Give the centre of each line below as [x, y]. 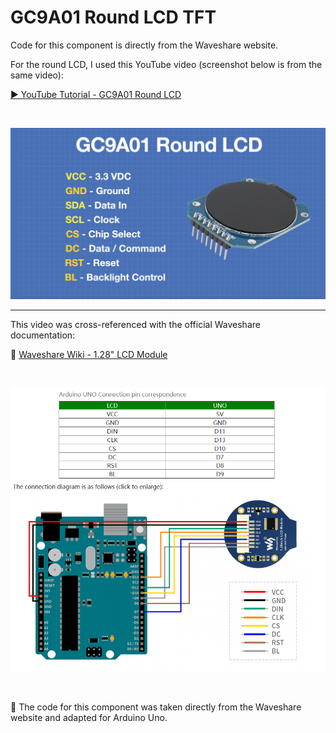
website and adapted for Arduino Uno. [89, 718]
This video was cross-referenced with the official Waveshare [135, 325]
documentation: [43, 335]
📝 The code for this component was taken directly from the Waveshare [156, 707]
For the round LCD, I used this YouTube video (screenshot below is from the [166, 64]
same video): [37, 75]
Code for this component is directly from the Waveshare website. [144, 45]
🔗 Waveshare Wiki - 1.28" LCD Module [89, 355]
